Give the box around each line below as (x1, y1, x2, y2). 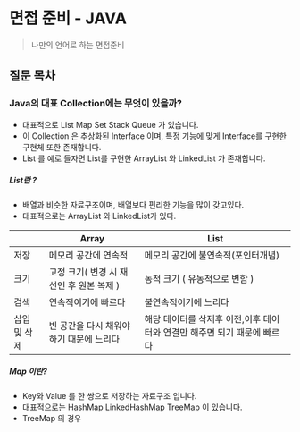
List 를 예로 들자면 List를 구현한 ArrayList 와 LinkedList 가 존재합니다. (21, 153, 266, 164)
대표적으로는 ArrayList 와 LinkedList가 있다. (21, 210, 177, 221)
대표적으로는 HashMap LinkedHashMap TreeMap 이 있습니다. (21, 402, 243, 412)
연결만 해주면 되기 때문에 (162, 326, 262, 338)
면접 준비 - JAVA (9, 8, 128, 29)
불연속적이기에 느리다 (144, 296, 229, 309)
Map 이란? (9, 366, 47, 377)
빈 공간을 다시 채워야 (48, 319, 131, 332)
